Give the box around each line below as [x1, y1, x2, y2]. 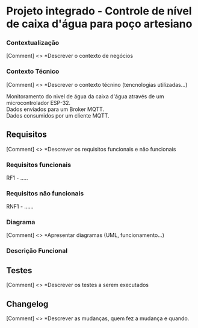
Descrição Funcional [6, 247, 68, 255]
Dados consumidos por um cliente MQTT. [6, 112, 110, 119]
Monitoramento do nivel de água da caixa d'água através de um [6, 92, 164, 100]
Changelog [6, 298, 49, 309]
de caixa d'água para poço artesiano [6, 17, 193, 31]
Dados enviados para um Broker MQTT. [6, 106, 104, 113]
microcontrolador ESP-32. [6, 99, 71, 106]
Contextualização [6, 39, 60, 47]
